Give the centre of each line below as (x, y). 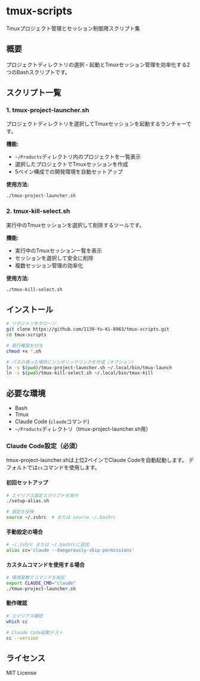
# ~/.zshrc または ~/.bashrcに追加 (48, 545)
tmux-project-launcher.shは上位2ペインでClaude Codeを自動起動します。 (97, 460)
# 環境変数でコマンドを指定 (36, 578)
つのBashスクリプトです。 (38, 72)
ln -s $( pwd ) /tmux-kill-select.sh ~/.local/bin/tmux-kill (80, 373)
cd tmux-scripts (26, 335)
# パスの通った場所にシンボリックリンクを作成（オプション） (71, 362)
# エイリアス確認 (24, 616)
